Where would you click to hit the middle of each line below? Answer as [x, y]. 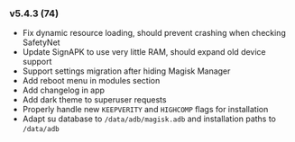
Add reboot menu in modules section [91, 81]
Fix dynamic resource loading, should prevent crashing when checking [154, 33]
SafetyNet [41, 42]
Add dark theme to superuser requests [94, 100]
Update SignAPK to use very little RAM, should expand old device [144, 52]
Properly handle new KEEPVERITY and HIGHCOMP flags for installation [145, 110]
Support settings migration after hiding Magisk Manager [126, 71]
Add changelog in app [64, 90]
